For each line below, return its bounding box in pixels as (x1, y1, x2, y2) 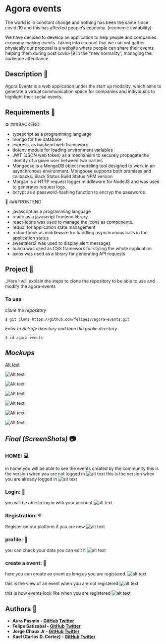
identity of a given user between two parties (12, 157, 103, 163)
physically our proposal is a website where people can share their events (5, 45, 154, 51)
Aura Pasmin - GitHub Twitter (12, 618, 74, 624)
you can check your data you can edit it (5, 548, 86, 553)
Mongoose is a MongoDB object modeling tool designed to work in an (12, 163, 155, 169)
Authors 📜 (5, 605, 37, 613)
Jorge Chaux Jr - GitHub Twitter (12, 629, 80, 635)
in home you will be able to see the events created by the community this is (5, 465, 159, 471)
